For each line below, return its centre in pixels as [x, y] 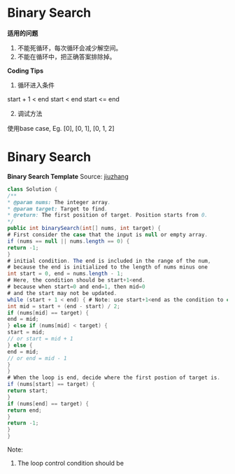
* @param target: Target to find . [58, 209]
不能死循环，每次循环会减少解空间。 [70, 48]
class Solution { [33, 189]
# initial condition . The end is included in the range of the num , [109, 261]
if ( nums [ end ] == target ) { [48, 403]
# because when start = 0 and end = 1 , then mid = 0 [76, 287]
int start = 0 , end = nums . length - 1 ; [65, 274]
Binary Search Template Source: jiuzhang [68, 176]
